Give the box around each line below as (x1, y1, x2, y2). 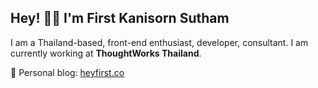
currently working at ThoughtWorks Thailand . (10, 47, 202, 59)
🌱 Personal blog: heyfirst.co (10, 66, 125, 78)
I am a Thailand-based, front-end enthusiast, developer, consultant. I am (10, 36, 309, 48)
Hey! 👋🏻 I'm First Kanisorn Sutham (10, 10, 230, 27)
